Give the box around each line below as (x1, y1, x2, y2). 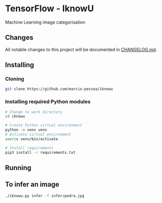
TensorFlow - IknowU (5, 3, 94, 14)
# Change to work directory (5, 109, 63, 115)
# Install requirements (5, 145, 54, 150)
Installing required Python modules (5, 98, 91, 105)
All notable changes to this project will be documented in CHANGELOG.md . (5, 46, 157, 52)
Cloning (5, 76, 25, 83)
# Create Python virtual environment (5, 123, 82, 128)
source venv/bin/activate (5, 136, 58, 142)
